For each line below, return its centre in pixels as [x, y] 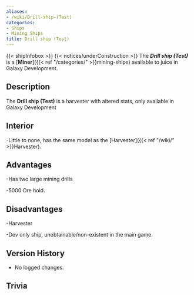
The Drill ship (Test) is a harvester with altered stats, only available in [90, 101]
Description [28, 87]
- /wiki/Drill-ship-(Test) [39, 17]
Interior [20, 126]
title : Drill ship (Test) [38, 39]
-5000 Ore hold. [26, 191]
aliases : [17, 12]
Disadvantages [34, 209]
